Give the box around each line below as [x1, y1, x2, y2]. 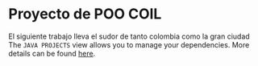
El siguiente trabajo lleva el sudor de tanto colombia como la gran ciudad [8, 31, 250, 41]
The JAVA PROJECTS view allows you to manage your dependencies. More [8, 39, 250, 49]
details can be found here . [8, 48, 96, 58]
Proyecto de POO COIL [8, 5, 162, 23]
